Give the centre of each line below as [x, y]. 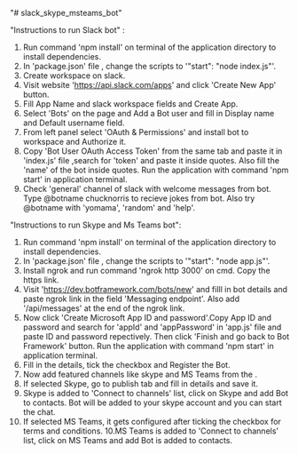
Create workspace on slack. [74, 76]
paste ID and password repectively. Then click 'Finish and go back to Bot [156, 336]
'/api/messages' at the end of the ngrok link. [104, 308]
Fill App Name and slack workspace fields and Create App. [130, 104]
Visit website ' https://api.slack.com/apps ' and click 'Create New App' [149, 85]
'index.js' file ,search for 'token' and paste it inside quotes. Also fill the [151, 160]
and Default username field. [74, 123]
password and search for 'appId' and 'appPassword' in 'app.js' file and [152, 327]
